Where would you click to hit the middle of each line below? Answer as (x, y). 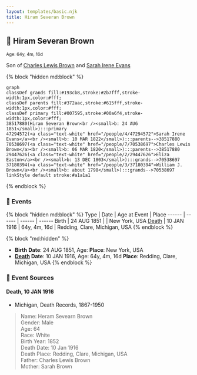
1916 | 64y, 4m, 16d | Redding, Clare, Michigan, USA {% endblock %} (90, 227)
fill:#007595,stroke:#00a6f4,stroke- (97, 114)
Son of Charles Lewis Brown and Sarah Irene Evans (68, 65)
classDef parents (27, 103)
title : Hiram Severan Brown (41, 17)
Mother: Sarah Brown (46, 366)
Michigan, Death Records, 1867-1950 (59, 305)
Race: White (35, 335)
